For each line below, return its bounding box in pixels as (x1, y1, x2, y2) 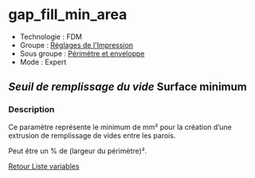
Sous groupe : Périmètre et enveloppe (19, 48, 145, 58)
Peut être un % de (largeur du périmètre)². (8, 145, 147, 156)
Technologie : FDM (19, 32, 82, 41)
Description (8, 104, 55, 115)
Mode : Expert (19, 57, 67, 67)
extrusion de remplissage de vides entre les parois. (8, 130, 176, 140)
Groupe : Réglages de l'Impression (19, 40, 134, 49)
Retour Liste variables (8, 161, 80, 171)
